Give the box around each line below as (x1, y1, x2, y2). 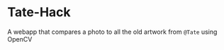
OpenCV (7, 35, 33, 43)
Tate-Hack (7, 4, 71, 20)
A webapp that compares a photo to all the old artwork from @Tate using (7, 27, 218, 36)
